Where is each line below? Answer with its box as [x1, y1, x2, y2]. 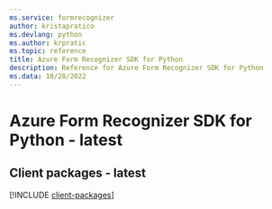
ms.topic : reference [9, 47, 87, 56]
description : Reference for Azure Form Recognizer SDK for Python [9, 64, 264, 73]
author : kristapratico [9, 22, 95, 31]
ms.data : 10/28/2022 [9, 72, 87, 81]
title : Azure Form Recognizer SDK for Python [9, 55, 183, 64]
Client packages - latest [9, 166, 147, 181]
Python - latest [9, 130, 123, 150]
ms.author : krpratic [9, 38, 87, 48]
